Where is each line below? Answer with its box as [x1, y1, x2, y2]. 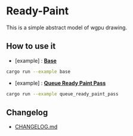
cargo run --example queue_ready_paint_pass [6, 91, 119, 97]
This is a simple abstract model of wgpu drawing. [6, 24, 127, 31]
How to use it [6, 41, 56, 51]
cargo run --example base [6, 69, 70, 75]
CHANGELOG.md [14, 123, 58, 131]
